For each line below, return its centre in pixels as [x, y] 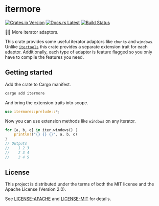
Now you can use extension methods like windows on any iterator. [70, 121]
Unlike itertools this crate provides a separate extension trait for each [76, 46]
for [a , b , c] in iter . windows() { [41, 130]
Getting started [29, 73]
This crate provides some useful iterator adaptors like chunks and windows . [79, 41]
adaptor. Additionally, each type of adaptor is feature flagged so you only [79, 52]
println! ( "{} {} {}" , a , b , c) [46, 135]
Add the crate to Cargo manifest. [38, 84]
